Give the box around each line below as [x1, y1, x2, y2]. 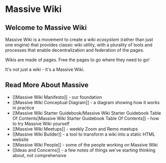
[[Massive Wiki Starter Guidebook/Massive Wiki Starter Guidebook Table [12, 110, 162, 116]
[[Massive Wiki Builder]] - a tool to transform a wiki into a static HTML [12, 131, 156, 137]
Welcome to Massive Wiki [5, 23, 87, 32]
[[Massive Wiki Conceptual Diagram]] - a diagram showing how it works [12, 99, 160, 105]
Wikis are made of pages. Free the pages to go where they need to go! [5, 57, 150, 63]
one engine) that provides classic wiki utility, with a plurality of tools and [5, 42, 153, 48]
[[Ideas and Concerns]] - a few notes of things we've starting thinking [12, 147, 156, 153]
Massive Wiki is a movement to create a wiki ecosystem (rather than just [5, 36, 153, 42]
